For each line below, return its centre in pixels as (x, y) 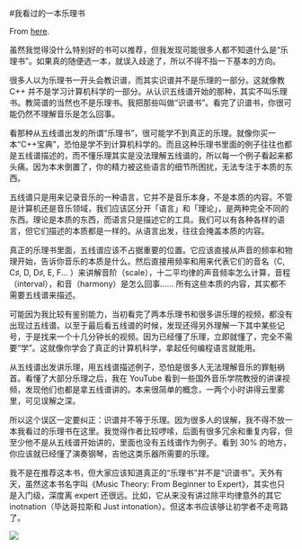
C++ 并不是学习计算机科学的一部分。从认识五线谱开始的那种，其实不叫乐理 (148, 91)
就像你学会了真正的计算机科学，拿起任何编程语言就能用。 (154, 348)
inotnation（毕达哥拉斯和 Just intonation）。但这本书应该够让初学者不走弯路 (149, 506)
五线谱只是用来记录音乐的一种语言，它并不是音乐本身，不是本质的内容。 (143, 197)
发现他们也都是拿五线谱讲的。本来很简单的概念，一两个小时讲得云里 (151, 389)
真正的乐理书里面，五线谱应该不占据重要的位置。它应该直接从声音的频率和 (147, 250)
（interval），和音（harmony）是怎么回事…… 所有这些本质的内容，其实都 (144, 283)
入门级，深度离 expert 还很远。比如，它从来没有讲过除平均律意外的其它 (149, 495)
